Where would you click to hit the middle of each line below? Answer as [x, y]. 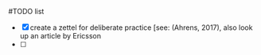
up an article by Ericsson [60, 36]
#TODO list [26, 11]
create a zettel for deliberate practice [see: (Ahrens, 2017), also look [141, 27]
